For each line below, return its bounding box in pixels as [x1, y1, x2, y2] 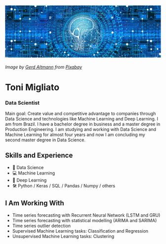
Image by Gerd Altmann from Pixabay [5, 64, 83, 70]
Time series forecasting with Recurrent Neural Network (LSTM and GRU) [12, 212, 161, 218]
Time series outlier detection [12, 223, 71, 229]
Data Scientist [5, 99, 40, 106]
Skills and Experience [5, 151, 73, 160]
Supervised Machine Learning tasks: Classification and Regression [12, 228, 149, 234]
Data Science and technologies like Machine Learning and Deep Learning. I [5, 116, 158, 122]
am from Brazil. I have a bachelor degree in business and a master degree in [5, 121, 161, 127]
